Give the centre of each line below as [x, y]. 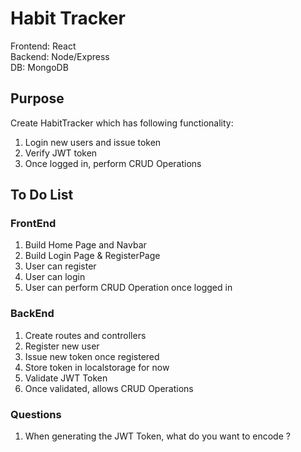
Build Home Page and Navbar [85, 245]
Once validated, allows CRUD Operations [109, 388]
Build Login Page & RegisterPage [92, 256]
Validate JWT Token [66, 378]
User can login [55, 277]
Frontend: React [43, 46]
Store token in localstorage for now [97, 367]
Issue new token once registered [92, 356]
